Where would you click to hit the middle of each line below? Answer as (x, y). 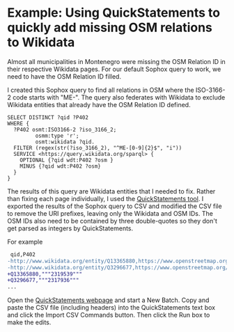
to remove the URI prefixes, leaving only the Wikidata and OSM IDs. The (110, 213)
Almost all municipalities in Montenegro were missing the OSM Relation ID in (117, 61)
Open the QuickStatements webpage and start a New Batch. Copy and (108, 300)
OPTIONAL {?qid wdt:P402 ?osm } (67, 160)
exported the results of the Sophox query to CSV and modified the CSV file (115, 206)
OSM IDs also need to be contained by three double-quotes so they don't (112, 221)
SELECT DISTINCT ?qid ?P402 (48, 117)
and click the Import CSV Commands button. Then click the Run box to (109, 315)
